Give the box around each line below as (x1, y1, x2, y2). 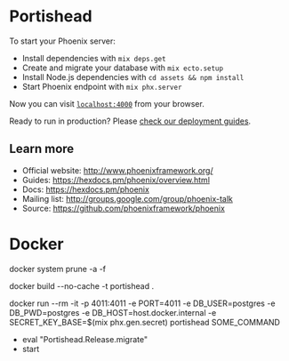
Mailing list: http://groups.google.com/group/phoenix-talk (21, 193, 234, 204)
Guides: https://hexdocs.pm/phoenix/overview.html (21, 174, 211, 185)
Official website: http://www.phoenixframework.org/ (21, 164, 213, 175)
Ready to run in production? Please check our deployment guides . (9, 116, 252, 126)
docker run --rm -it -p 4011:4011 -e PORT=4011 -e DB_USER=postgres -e (9, 298, 276, 309)
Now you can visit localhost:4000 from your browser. (9, 98, 205, 108)
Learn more (9, 141, 75, 156)
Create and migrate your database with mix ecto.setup (21, 62, 224, 73)
